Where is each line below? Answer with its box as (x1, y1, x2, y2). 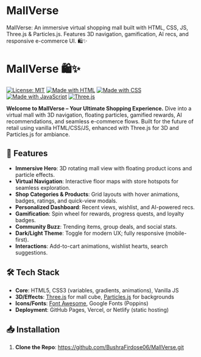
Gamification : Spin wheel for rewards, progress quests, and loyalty (15, 210, 185, 217)
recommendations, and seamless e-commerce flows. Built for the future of (6, 117, 194, 125)
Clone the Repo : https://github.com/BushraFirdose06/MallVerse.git (15, 344, 184, 351)
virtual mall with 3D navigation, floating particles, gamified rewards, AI (6, 111, 182, 118)
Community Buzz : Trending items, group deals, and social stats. (15, 223, 177, 230)
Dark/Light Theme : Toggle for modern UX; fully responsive (15, 229, 164, 237)
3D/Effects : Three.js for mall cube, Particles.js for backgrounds (15, 293, 175, 300)
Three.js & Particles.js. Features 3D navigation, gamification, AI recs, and (6, 30, 189, 37)
